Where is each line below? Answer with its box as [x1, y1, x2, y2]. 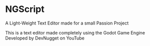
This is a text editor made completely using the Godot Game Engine [5, 29, 145, 35]
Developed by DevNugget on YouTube [5, 35, 85, 41]
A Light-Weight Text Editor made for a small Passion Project [5, 20, 129, 26]
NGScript [5, 3, 45, 15]
